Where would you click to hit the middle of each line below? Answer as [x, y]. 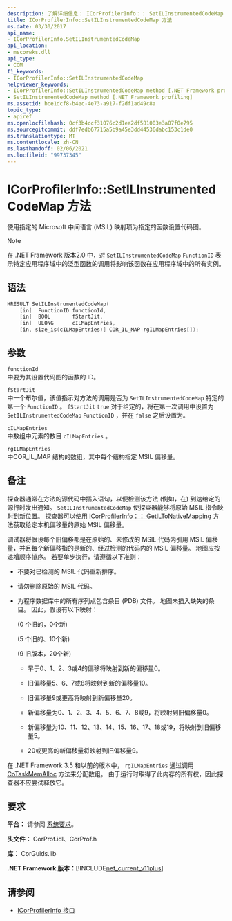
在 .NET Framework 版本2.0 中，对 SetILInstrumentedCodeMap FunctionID [110, 255]
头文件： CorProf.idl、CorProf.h [52, 839]
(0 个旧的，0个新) [42, 624]
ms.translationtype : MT [41, 136]
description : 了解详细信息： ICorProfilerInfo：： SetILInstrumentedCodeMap [115, 14]
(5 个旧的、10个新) [43, 638]
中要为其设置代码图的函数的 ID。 [54, 377]
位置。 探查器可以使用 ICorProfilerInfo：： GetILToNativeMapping [118, 516]
